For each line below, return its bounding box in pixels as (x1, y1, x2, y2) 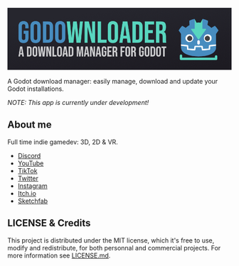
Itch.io (17, 189, 37, 197)
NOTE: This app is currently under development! (7, 99, 149, 106)
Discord (17, 151, 41, 160)
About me (7, 118, 52, 131)
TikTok (17, 166, 38, 174)
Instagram (17, 182, 48, 190)
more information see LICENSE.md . (7, 251, 111, 260)
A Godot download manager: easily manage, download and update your (7, 77, 218, 85)
